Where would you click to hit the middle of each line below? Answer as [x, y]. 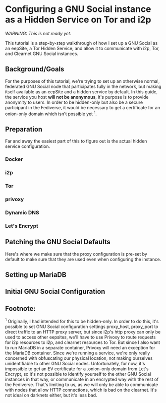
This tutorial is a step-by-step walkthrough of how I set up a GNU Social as [81, 43]
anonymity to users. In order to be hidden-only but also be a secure [74, 102]
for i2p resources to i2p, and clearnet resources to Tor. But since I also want [83, 342]
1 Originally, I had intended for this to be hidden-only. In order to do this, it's [82, 321]
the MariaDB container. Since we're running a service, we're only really [78, 353]
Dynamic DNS [22, 212]
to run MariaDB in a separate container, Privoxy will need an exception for [80, 347]
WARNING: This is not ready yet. [38, 33]
